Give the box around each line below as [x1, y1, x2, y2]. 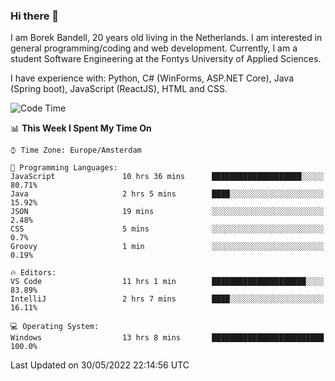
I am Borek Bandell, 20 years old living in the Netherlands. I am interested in [10, 32, 323, 44]
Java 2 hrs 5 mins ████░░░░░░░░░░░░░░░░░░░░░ [10, 189, 325, 199]
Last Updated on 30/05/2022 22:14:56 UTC [10, 359, 190, 371]
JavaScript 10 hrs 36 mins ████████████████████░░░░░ [10, 172, 325, 182]
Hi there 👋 [10, 9, 60, 23]
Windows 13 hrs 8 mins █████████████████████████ [10, 333, 325, 343]
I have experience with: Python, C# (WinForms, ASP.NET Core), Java [10, 72, 295, 84]
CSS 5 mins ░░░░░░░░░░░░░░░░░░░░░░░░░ [10, 224, 325, 234]
